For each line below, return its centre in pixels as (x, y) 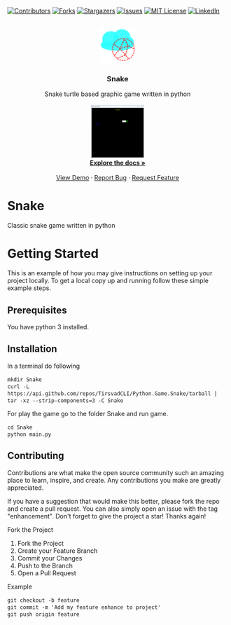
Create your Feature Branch (57, 551)
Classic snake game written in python (61, 226)
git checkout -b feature (43, 600)
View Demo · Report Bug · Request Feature (118, 178)
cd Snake (20, 427)
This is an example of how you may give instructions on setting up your (110, 273)
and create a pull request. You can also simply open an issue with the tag (113, 509)
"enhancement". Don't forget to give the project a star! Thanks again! (107, 516)
